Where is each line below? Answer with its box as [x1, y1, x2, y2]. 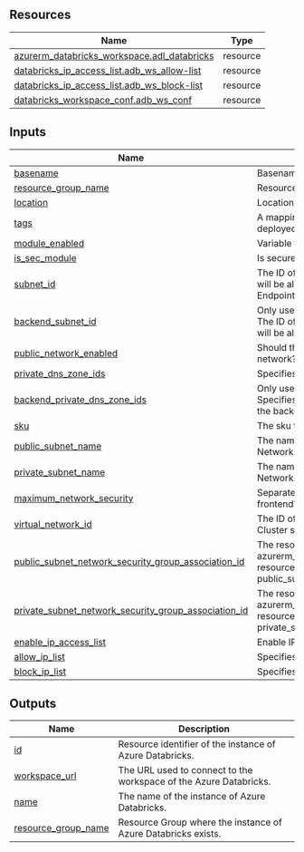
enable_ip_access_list [14, 635, 107, 648]
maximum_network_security [14, 491, 134, 504]
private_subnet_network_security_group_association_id [14, 604, 249, 616]
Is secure [256, 251, 297, 264]
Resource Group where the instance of [118, 816, 282, 828]
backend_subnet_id [14, 315, 97, 327]
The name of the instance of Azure [118, 790, 266, 803]
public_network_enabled [14, 346, 119, 359]
